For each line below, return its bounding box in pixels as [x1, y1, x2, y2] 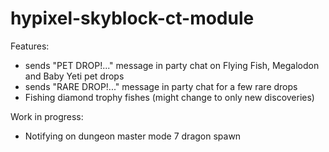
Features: [10, 40, 50, 52]
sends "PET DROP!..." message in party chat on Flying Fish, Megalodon [24, 59, 320, 71]
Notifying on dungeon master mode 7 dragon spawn [24, 130, 242, 142]
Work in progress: [10, 110, 84, 122]
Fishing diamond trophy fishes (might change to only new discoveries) [24, 91, 315, 103]
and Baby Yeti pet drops [24, 70, 125, 82]
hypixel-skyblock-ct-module [10, 7, 255, 30]
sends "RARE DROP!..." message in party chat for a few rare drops [24, 80, 298, 92]
